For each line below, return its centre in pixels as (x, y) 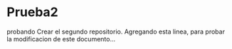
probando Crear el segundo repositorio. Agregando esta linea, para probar (116, 31)
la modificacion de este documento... (61, 38)
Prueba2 (32, 12)
